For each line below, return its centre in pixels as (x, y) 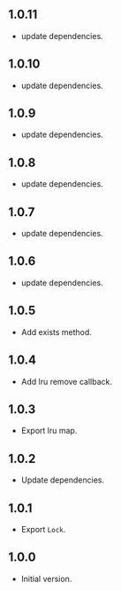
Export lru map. (49, 431)
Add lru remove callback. (66, 381)
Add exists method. (56, 331)
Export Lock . (43, 529)
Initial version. (46, 579)
